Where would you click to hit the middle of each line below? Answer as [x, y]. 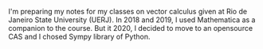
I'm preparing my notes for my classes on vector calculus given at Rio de [128, 11]
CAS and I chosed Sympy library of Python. [79, 36]
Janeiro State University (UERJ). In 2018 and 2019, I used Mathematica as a [132, 20]
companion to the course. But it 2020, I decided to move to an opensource [131, 28]
